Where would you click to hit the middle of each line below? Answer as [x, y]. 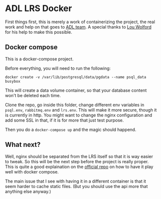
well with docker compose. [32, 171]
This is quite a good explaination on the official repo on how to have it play [79, 167]
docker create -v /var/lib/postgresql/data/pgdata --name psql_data [76, 77]
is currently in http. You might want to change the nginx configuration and [79, 115]
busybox [13, 81]
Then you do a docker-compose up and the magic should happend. [71, 129]
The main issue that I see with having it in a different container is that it [76, 181]
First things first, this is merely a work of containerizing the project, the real [80, 22]
